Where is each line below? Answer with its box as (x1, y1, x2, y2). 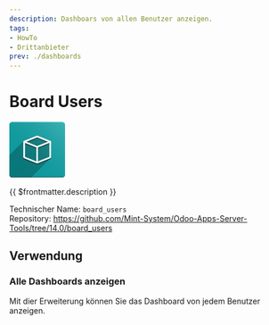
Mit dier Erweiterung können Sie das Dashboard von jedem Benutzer (9, 296, 261, 306)
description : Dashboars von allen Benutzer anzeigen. (9, 14, 214, 23)
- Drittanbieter (9, 43, 69, 52)
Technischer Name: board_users (9, 204, 127, 214)
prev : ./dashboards (9, 52, 82, 62)
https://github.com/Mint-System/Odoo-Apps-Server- (53, 213, 248, 224)
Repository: (9, 213, 52, 224)
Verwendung (9, 248, 83, 263)
